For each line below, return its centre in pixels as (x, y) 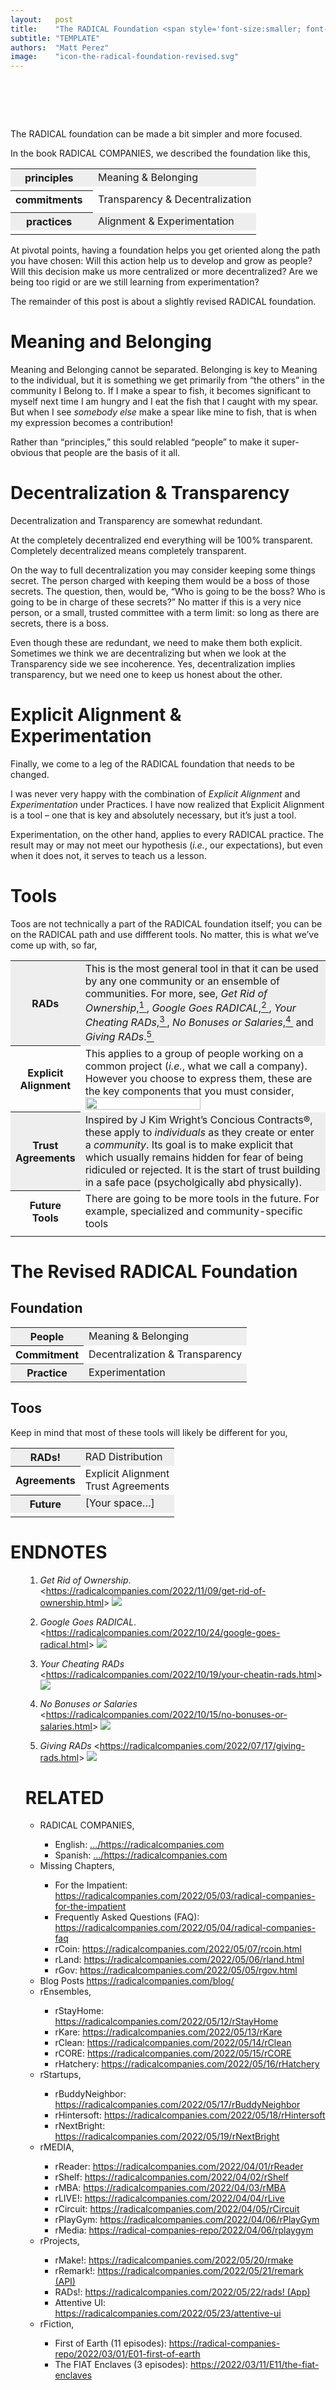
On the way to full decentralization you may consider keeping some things (163, 570)
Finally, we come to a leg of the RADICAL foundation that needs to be (153, 763)
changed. (30, 774)
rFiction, (57, 2324)
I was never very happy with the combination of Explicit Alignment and (155, 793)
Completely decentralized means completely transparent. (128, 550)
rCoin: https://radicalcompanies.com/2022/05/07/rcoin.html (178, 1949)
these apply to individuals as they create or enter (199, 1132)
